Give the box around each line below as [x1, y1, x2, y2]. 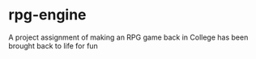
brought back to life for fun [8, 40, 99, 50]
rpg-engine [8, 6, 87, 24]
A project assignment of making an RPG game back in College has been [8, 32, 249, 42]
